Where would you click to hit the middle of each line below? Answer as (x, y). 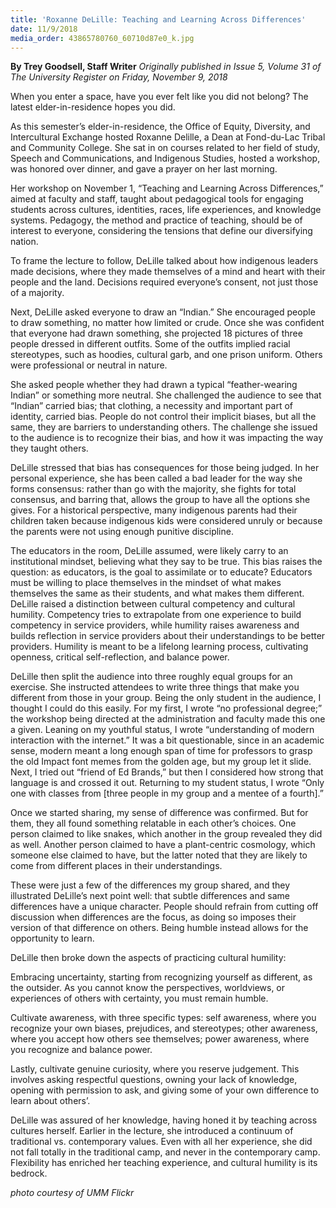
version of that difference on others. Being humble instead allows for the (159, 928)
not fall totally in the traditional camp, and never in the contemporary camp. (165, 1152)
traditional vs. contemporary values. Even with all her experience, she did (161, 1142)
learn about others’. (50, 1101)
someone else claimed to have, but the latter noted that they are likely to (159, 855)
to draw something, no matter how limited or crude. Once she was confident (167, 323)
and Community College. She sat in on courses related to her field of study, (165, 148)
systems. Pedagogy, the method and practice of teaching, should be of (156, 220)
